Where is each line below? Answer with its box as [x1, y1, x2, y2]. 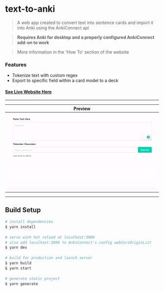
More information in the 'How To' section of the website [17, 49, 129, 55]
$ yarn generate [5, 281, 38, 286]
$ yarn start [5, 266, 32, 270]
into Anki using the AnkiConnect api [17, 24, 89, 30]
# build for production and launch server [5, 256, 93, 261]
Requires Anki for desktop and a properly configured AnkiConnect [17, 34, 155, 40]
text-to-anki [5, 3, 55, 15]
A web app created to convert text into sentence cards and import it [17, 20, 154, 25]
